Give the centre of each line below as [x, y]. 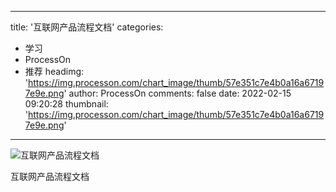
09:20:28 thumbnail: [66, 104]
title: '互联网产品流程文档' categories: [87, 27]
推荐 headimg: [54, 71]
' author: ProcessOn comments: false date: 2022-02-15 [177, 93]
